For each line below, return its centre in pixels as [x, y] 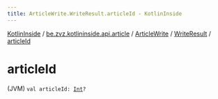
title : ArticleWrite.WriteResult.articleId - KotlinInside [95, 14]
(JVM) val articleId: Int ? [47, 89]
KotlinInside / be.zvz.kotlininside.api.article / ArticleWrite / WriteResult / [109, 33]
